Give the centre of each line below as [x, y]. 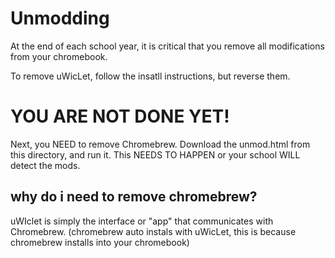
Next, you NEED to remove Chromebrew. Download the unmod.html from [160, 144]
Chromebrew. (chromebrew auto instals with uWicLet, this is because [153, 231]
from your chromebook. [59, 56]
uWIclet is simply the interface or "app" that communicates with [142, 221]
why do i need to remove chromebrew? [134, 197]
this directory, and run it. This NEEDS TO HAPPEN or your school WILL [155, 154]
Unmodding [60, 18]
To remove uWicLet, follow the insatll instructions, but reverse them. [150, 76]
